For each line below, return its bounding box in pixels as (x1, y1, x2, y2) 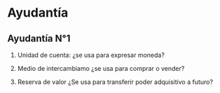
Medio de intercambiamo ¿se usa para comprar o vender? (17, 65, 185, 72)
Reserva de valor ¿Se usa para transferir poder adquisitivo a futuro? (17, 78, 214, 86)
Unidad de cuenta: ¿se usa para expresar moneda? (17, 51, 165, 59)
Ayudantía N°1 (7, 33, 71, 44)
